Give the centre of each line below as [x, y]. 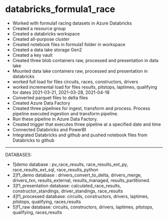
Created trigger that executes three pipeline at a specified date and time [86, 124]
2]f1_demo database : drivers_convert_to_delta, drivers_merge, [77, 175]
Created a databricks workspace [46, 34]
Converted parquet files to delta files [50, 97]
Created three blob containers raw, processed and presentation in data [85, 60]
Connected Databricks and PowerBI [49, 129]
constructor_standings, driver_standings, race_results [68, 191]
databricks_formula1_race [60, 9]
